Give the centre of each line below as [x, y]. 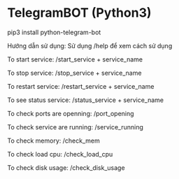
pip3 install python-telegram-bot [54, 32]
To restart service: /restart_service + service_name [81, 86]
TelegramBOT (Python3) [79, 13]
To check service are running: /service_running [75, 127]
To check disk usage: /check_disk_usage [66, 167]
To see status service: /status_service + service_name [86, 100]
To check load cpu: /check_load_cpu [60, 154]
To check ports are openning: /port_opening [71, 113]
